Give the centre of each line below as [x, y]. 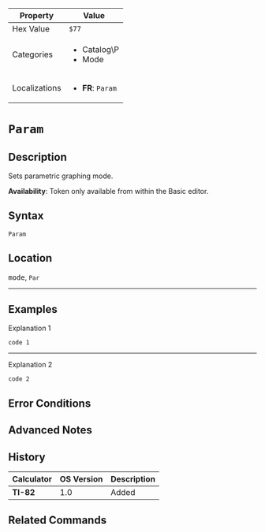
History [27, 457]
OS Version [81, 479]
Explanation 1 [30, 328]
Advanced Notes [50, 430]
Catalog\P [101, 49]
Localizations [37, 88]
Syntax [26, 216]
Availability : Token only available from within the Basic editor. [108, 191]
